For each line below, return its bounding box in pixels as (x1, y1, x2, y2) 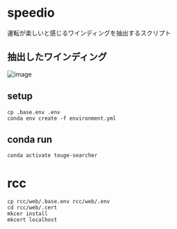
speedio (7, 5, 56, 21)
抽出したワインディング (7, 51, 108, 63)
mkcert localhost (7, 216, 58, 223)
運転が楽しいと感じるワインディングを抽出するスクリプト (7, 29, 171, 37)
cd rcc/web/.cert (7, 204, 58, 212)
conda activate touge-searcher (7, 152, 98, 159)
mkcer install (7, 210, 49, 217)
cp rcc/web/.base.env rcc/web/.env (7, 198, 110, 205)
